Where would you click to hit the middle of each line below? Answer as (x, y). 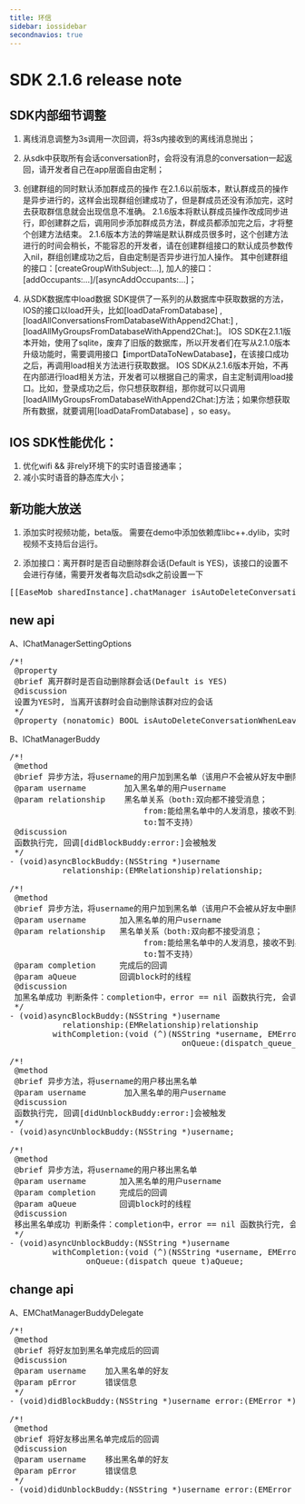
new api (32, 620)
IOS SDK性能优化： (64, 442)
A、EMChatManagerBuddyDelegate (77, 1312)
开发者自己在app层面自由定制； (106, 170)
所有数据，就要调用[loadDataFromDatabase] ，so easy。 (129, 411)
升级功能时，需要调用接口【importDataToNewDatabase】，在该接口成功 (155, 354)
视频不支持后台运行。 (62, 543)
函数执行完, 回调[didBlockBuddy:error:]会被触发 (115, 842)
